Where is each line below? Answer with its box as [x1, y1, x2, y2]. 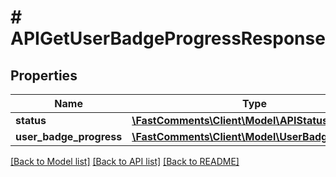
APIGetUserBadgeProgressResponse [10, 27, 326, 50]
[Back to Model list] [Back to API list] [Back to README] [10, 156, 240, 167]
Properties [10, 67, 78, 84]
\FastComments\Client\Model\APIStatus [131, 114, 328, 127]
